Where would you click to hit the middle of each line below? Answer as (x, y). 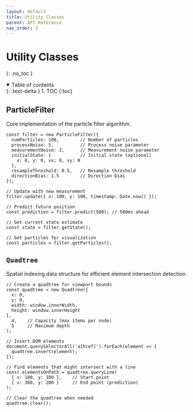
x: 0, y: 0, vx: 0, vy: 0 (49, 160)
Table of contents (33, 85)
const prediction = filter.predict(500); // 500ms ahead (78, 212)
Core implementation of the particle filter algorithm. (68, 124)
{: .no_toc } (19, 74)
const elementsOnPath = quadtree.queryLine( (62, 372)
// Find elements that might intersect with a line (71, 367)
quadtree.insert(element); (45, 351)
